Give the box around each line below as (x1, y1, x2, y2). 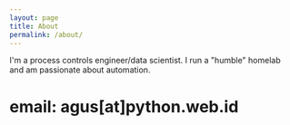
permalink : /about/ (9, 30, 84, 39)
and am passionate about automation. (9, 64, 151, 75)
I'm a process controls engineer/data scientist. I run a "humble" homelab (9, 55, 281, 66)
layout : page (9, 13, 59, 23)
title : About (9, 22, 59, 31)
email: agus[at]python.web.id (9, 96, 239, 117)
